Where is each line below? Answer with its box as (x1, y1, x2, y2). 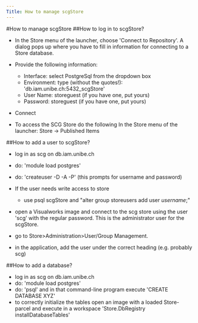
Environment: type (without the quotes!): (23, 79, 123, 86)
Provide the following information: (14, 61, 98, 68)
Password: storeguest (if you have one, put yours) (23, 98, 147, 105)
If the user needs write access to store (14, 185, 109, 192)
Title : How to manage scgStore (6, 8, 84, 15)
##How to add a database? (6, 262, 73, 269)
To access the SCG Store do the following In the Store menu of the (14, 120, 178, 128)
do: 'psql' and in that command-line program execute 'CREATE (14, 285, 168, 293)
